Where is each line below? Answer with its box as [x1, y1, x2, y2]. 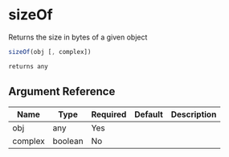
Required [91, 109, 127, 120]
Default [133, 109, 163, 120]
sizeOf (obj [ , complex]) [8, 48, 92, 56]
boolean [52, 135, 84, 147]
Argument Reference [8, 85, 116, 98]
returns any [8, 62, 48, 70]
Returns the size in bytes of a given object [8, 32, 148, 42]
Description [170, 109, 217, 120]
